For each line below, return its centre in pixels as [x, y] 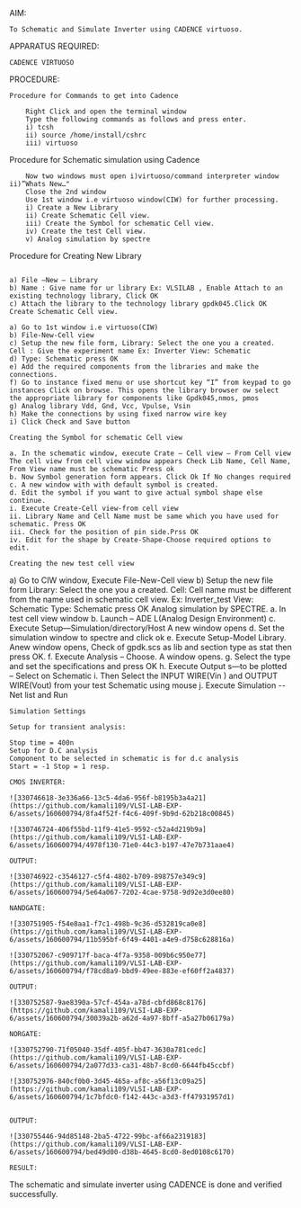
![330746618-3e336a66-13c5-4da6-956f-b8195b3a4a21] [108, 798]
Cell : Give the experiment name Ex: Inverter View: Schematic [130, 351]
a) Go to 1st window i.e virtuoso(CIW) [84, 327]
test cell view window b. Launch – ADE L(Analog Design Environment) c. [143, 618]
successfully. [34, 1194]
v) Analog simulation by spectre [88, 239]
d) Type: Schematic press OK [64, 359]
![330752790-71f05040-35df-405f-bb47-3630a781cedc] [108, 1050]
